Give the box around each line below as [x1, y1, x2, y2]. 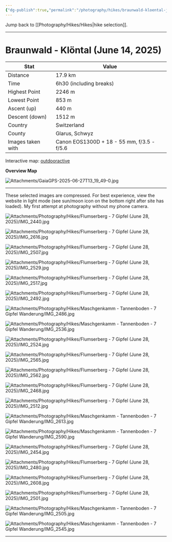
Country [8, 121, 28, 129]
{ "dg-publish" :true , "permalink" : [5, 7, 77, 13]
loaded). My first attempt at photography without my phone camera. [5, 203, 149, 209]
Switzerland [55, 121, 84, 129]
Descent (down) [8, 113, 47, 120]
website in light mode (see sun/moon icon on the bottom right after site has [5, 198, 164, 204]
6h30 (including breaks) [55, 80, 114, 87]
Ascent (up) [8, 105, 37, 112]
